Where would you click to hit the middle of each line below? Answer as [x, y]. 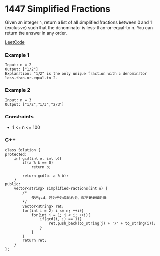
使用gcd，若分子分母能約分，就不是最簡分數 [69, 198]
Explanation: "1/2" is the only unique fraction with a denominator [76, 74]
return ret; [35, 241]
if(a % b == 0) [38, 163]
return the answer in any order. [36, 33]
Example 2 [18, 90]
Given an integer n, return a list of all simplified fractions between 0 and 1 [79, 22]
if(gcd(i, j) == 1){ [61, 219]
